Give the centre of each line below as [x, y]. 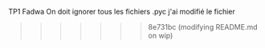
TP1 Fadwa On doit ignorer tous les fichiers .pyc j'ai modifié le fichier [122, 12]
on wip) [161, 36]
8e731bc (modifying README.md [203, 27]
